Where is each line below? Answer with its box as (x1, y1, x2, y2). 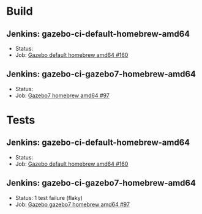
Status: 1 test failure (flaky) (15, 194, 83, 201)
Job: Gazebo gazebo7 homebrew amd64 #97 (15, 201, 130, 208)
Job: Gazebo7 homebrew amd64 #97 (15, 92, 110, 99)
